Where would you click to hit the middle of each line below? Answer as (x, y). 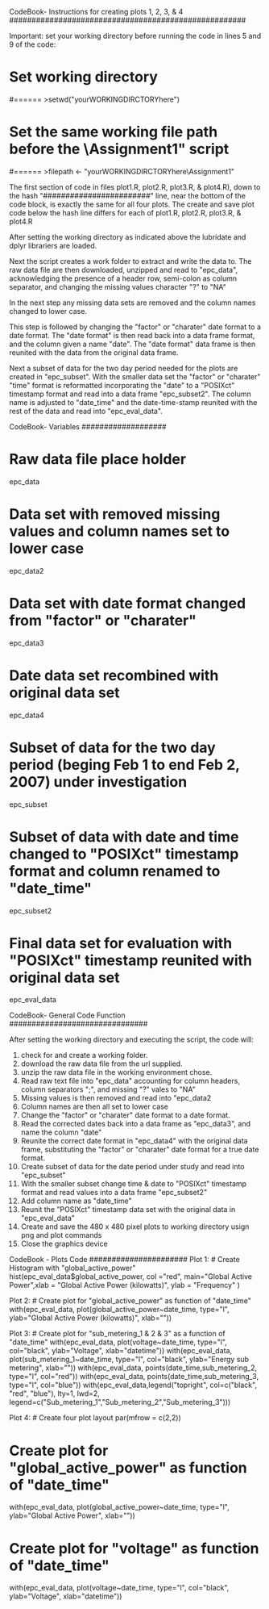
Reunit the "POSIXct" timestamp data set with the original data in (128, 1210)
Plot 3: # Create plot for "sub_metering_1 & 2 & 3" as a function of (118, 1334)
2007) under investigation (98, 782)
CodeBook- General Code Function (67, 1015)
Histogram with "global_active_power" (72, 1268)
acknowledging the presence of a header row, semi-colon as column (123, 278)
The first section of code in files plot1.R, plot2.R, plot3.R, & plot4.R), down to (135, 187)
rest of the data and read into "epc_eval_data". (86, 411)
